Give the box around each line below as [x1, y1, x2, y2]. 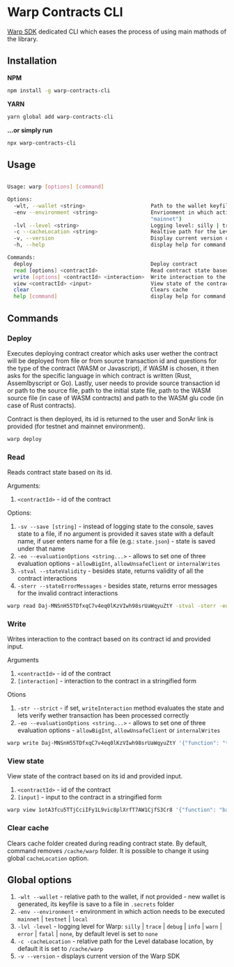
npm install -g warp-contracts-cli [7, 87, 111, 94]
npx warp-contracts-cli [7, 139, 77, 147]
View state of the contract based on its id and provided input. [7, 772, 183, 780]
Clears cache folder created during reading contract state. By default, [7, 839, 208, 848]
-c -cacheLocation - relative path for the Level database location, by [17, 937, 214, 945]
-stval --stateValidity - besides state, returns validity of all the [17, 567, 204, 575]
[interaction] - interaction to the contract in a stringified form [17, 677, 197, 685]
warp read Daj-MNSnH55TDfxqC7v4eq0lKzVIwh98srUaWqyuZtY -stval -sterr [7, 602, 217, 610]
